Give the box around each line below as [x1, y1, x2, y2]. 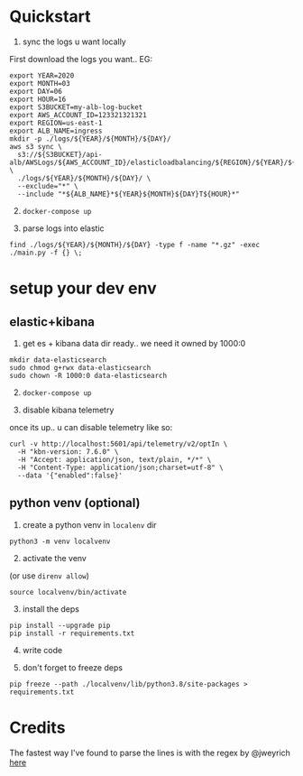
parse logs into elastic [22, 223, 106, 234]
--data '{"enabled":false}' [17, 471, 124, 480]
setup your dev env [9, 278, 157, 299]
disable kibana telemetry [22, 404, 115, 415]
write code [22, 644, 63, 655]
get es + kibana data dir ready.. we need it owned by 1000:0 [22, 337, 246, 348]
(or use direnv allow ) [9, 570, 90, 581]
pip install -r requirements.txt [9, 629, 135, 638]
